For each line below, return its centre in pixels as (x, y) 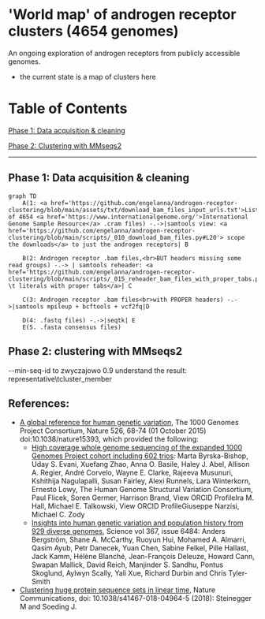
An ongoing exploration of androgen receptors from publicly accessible (124, 53)
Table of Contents (68, 109)
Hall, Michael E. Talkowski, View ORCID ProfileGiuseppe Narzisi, (135, 506)
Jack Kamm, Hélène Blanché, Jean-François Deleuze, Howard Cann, (143, 557)
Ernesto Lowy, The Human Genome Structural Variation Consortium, (142, 490)
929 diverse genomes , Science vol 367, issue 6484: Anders (129, 531)
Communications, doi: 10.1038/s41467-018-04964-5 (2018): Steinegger (136, 598)
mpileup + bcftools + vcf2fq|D (98, 306)
